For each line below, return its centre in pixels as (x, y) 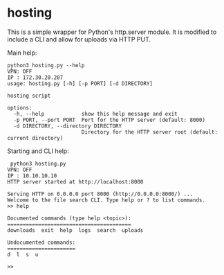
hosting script (29, 96)
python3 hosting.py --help (46, 65)
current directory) (35, 138)
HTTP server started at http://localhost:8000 (75, 181)
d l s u (23, 254)
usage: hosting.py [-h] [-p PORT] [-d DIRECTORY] (80, 83)
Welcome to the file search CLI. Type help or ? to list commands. (106, 200)
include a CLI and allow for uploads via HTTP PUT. (79, 39)
